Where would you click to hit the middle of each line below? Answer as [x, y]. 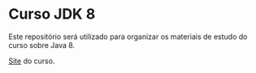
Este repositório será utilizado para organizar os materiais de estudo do [128, 36]
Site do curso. [32, 61]
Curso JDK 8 [52, 14]
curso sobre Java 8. [42, 45]
